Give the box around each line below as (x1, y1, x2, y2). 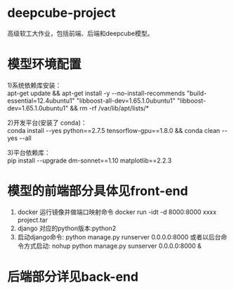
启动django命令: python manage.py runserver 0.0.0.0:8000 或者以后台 (17, 232, 221, 241)
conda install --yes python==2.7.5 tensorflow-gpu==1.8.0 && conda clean (7, 126, 221, 134)
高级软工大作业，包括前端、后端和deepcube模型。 (7, 29, 154, 37)
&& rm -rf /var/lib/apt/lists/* (70, 103, 150, 112)
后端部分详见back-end (7, 269, 139, 284)
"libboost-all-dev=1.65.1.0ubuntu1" (76, 96, 176, 105)
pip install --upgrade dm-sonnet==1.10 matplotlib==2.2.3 (7, 156, 172, 165)
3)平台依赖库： (7, 148, 51, 156)
